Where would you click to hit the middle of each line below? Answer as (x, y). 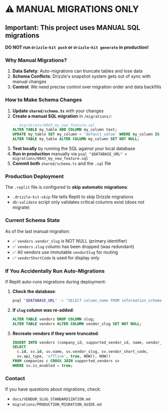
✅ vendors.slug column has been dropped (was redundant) (73, 246)
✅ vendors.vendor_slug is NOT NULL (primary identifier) (70, 241)
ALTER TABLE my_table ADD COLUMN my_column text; (65, 130)
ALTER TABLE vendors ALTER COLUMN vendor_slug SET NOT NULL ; (77, 324)
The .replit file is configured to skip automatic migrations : (67, 187)
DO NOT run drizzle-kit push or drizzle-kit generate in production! (77, 47)
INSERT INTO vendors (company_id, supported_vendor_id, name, (78, 342)
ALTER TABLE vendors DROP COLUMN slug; (54, 319)
